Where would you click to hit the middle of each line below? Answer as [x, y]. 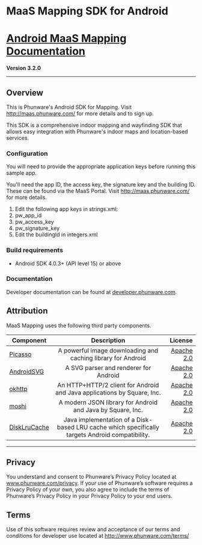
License [181, 340]
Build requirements [35, 250]
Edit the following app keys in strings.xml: [66, 209]
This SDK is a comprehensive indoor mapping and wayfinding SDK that [94, 125]
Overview [25, 92]
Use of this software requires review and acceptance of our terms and [93, 529]
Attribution [27, 311]
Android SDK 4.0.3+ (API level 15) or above [68, 263]
